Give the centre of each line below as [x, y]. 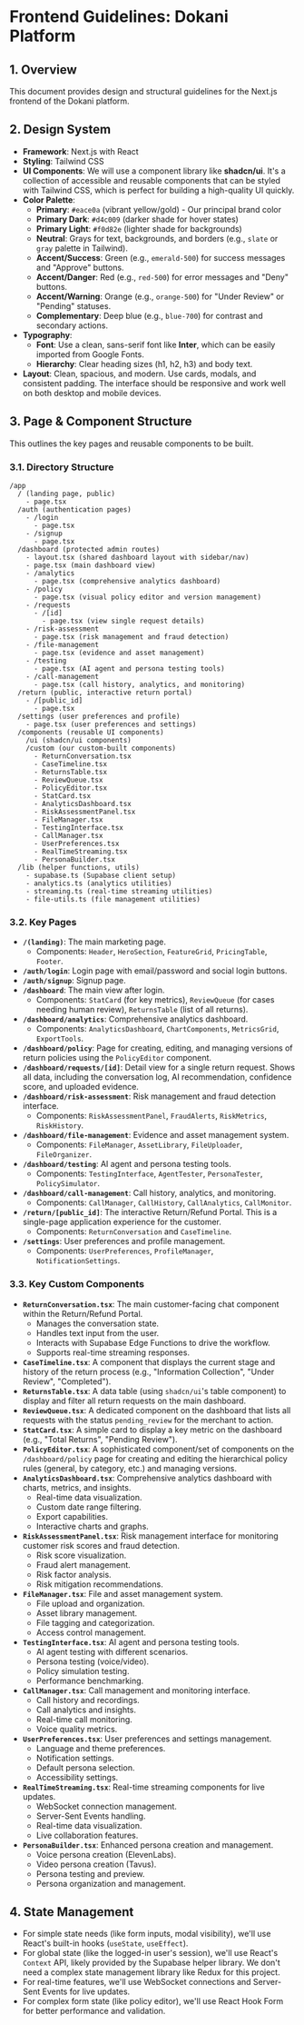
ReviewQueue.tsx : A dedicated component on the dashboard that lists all [157, 1410]
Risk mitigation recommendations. [99, 1584]
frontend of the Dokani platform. [69, 101]
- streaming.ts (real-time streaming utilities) [119, 891]
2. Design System [60, 130]
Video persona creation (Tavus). [96, 1864]
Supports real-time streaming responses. [113, 1352]
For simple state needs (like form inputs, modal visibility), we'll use [147, 1934]
